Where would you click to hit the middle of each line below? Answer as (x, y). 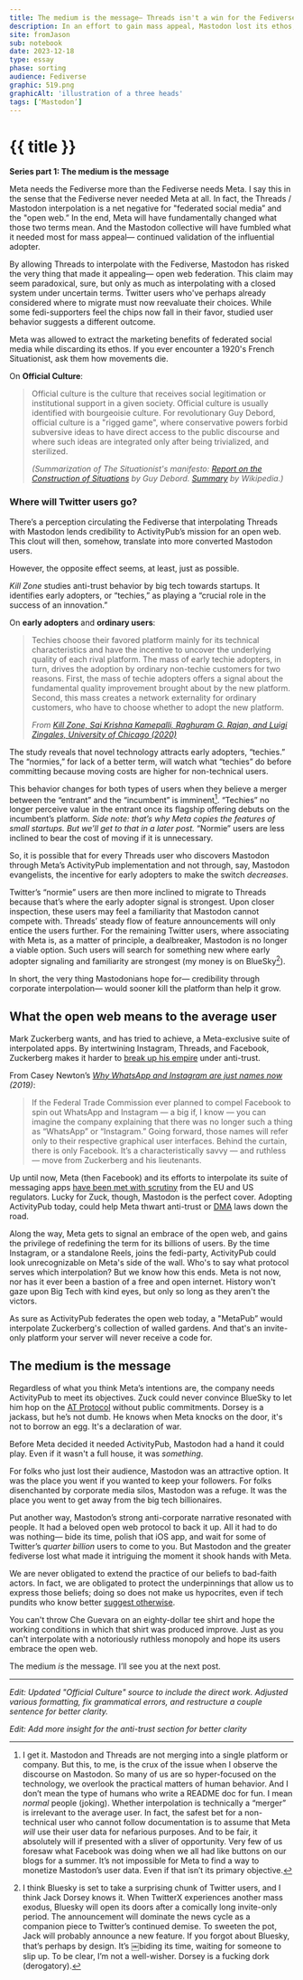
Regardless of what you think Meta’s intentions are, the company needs (142, 1388)
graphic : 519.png (42, 85)
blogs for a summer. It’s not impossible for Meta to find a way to (141, 1861)
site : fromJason (40, 34)
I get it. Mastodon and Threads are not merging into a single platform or (155, 1755)
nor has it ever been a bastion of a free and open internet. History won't (143, 1282)
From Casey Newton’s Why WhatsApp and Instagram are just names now (146, 1075)
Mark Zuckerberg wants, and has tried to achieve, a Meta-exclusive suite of (150, 1038)
